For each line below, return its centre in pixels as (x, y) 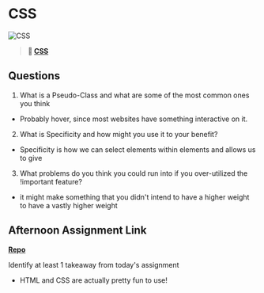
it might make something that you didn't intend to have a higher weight (134, 197)
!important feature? (51, 181)
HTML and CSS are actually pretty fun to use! (94, 280)
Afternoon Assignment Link (77, 230)
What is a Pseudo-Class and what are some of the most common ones (134, 95)
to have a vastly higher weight (68, 205)
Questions (34, 76)
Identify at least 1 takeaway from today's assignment (94, 264)
